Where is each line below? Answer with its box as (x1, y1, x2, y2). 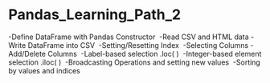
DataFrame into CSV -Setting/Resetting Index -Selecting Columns (27, 40, 249, 49)
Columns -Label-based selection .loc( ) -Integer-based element (47, 49, 262, 58)
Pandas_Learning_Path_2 (8, 6, 182, 24)
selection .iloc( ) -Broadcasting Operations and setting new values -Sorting (8, 57, 261, 67)
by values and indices (8, 65, 80, 75)
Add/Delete (8, 49, 47, 58)
